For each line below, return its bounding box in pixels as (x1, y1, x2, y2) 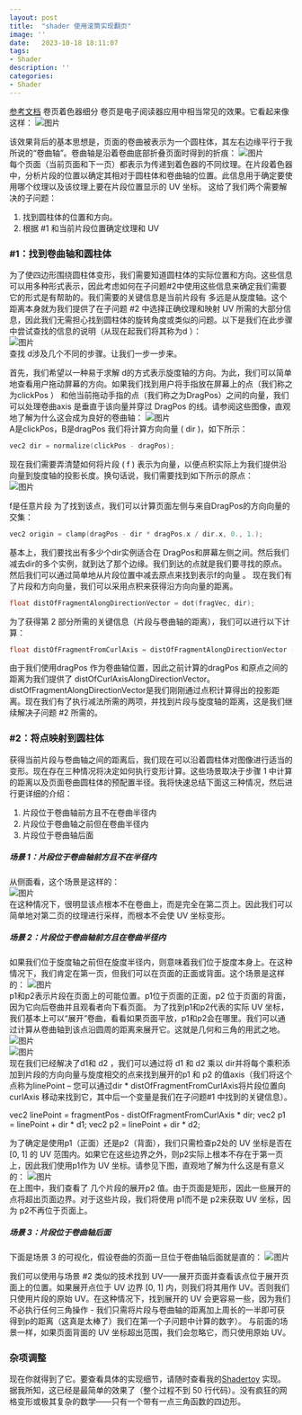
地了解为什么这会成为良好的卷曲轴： (9, 412, 144, 423)
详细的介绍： (24, 788, 73, 798)
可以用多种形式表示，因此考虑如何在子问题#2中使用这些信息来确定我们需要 (9, 280, 288, 291)
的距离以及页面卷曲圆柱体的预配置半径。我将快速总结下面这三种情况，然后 (9, 777, 285, 788)
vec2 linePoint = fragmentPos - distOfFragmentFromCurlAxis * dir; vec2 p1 (9, 1109, 286, 1120)
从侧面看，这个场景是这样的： (9, 876, 120, 886)
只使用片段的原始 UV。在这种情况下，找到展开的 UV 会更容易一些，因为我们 (9, 1293, 290, 1304)
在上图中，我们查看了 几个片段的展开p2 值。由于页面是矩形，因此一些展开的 (9, 1182, 291, 1193)
